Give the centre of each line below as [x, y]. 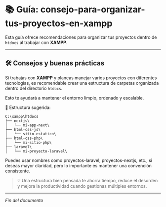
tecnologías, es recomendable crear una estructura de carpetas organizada [82, 83]
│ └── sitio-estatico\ [31, 134]
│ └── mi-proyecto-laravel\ [36, 151]
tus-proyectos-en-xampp [59, 24]
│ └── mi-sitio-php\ [28, 142]
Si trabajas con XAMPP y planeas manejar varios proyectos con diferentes [81, 78]
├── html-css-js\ [23, 129]
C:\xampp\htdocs [22, 116]
